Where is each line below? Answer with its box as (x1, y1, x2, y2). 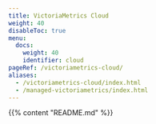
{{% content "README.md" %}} (8, 108, 114, 118)
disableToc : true (8, 26, 66, 34)
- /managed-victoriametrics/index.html (15, 86, 149, 94)
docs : (15, 42, 34, 50)
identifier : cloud (22, 57, 84, 65)
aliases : (8, 71, 38, 79)
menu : (8, 34, 26, 42)
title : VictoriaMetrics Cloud (8, 11, 110, 20)
